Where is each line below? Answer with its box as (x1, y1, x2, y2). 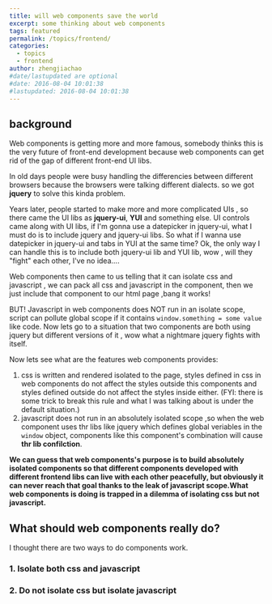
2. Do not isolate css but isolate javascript (9, 585, 177, 596)
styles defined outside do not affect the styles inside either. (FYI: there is (20, 388, 264, 398)
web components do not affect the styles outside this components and (20, 379, 257, 389)
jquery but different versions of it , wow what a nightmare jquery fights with (9, 330, 261, 340)
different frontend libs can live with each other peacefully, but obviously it (9, 472, 264, 482)
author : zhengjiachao (9, 65, 83, 73)
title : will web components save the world (9, 11, 159, 20)
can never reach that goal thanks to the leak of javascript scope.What (9, 481, 249, 491)
